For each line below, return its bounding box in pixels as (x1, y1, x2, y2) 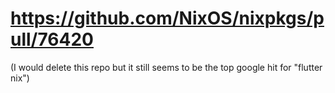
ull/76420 (10, 28, 94, 51)
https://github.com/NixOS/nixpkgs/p (10, 7, 325, 30)
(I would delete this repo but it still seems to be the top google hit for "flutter (10, 61, 323, 73)
